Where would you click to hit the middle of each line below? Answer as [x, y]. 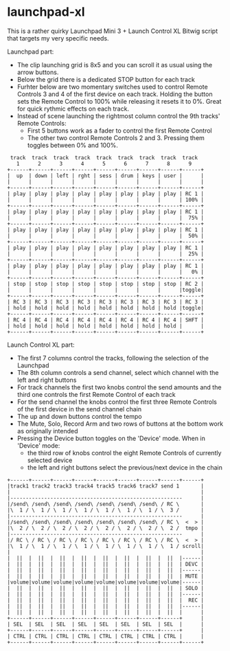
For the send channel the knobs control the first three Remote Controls [117, 402]
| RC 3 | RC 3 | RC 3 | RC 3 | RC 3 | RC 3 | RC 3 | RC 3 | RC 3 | [106, 302]
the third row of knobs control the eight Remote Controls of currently [124, 453]
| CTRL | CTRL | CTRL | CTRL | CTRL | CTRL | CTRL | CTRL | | [106, 636]
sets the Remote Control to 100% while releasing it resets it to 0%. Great [119, 101]
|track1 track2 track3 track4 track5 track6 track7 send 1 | [106, 486]
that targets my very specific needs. [58, 38]
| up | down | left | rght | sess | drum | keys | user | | [106, 176]
